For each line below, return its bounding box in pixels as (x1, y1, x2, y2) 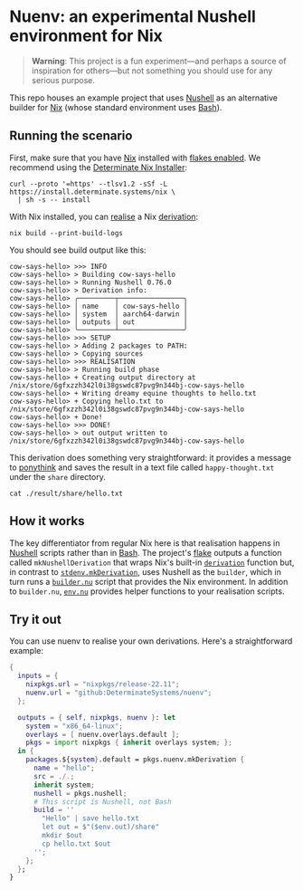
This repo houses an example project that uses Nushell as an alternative (9, 92, 279, 103)
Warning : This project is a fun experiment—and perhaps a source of (31, 55, 287, 66)
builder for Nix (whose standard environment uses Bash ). (9, 101, 223, 112)
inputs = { (17, 672, 59, 681)
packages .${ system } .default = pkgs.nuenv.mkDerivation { (25, 755, 245, 764)
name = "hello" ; (33, 763, 95, 772)
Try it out (9, 611, 62, 627)
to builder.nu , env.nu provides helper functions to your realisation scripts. (9, 586, 285, 597)
